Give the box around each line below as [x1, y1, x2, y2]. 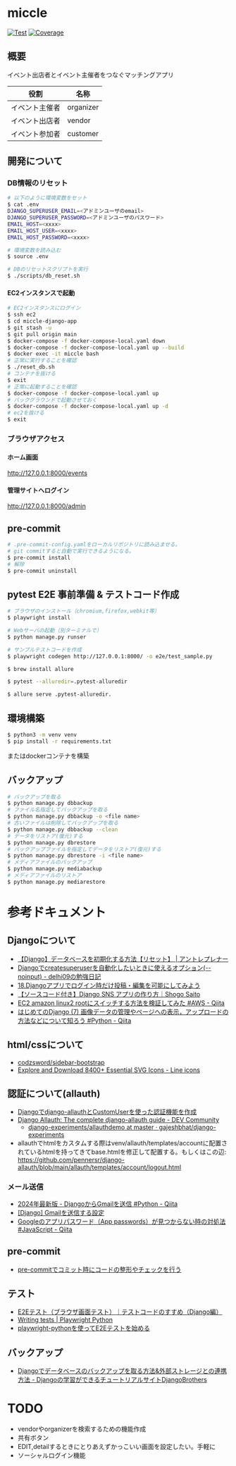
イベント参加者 [11, 129, 61, 139]
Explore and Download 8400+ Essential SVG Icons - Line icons [17, 1066, 201, 1074]
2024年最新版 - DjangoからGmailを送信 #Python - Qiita [17, 1200, 178, 1208]
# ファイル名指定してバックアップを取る [7, 806, 108, 813]
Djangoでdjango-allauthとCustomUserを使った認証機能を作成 [17, 1108, 197, 1116]
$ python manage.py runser [7, 633, 87, 641]
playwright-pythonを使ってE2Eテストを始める [17, 1324, 150, 1333]
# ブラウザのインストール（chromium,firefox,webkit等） [7, 608, 160, 615]
